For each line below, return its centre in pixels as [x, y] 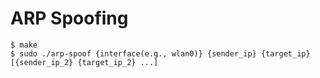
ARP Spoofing [69, 18]
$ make [24, 45]
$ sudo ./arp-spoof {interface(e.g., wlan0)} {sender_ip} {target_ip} [160, 53]
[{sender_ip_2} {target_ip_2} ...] [84, 62]
